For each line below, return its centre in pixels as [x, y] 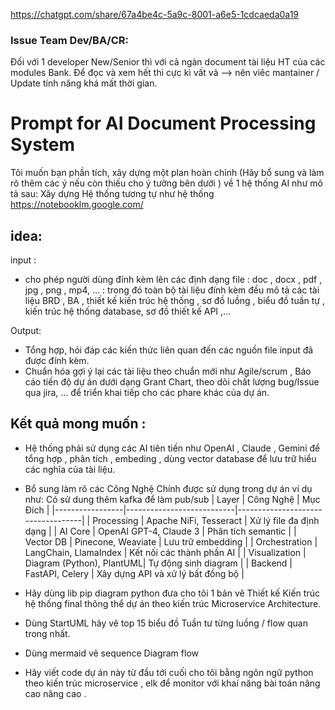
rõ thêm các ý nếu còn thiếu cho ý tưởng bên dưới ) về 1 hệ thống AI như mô [166, 183]
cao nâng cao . [55, 693]
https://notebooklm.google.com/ [77, 205]
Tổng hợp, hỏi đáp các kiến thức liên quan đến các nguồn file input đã [169, 350]
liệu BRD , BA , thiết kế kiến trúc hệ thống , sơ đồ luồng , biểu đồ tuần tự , [174, 301]
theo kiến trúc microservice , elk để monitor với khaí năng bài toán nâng [172, 683]
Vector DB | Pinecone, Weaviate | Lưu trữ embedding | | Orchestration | [171, 541]
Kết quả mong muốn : [78, 424]
